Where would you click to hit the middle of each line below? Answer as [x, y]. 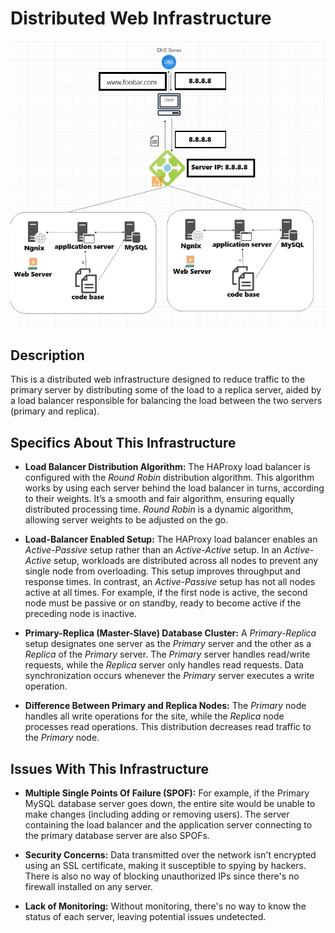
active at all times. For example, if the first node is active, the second [166, 593]
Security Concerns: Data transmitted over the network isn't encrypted [170, 854]
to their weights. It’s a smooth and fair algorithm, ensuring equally [159, 499]
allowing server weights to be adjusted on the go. [126, 520]
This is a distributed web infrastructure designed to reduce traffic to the [158, 379]
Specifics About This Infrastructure [123, 442]
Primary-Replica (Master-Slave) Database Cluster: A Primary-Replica [170, 633]
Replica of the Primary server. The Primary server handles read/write [167, 654]
